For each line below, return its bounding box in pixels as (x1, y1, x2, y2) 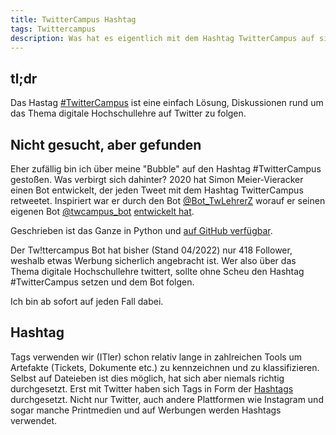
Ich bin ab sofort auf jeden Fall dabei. (10, 296, 164, 307)
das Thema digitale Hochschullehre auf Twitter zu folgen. (10, 107, 247, 120)
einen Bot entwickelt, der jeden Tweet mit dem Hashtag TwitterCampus (10, 184, 304, 196)
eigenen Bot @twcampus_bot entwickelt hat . (10, 206, 195, 217)
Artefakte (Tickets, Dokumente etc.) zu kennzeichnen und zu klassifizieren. (10, 361, 320, 373)
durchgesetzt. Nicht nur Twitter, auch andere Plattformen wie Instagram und (10, 393, 324, 405)
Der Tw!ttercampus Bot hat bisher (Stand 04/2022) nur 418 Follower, (10, 244, 293, 256)
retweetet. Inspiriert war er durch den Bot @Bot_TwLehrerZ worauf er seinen (10, 195, 326, 206)
